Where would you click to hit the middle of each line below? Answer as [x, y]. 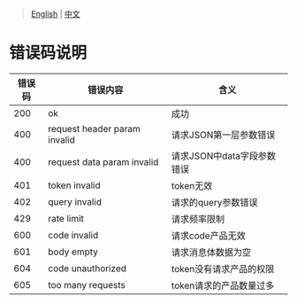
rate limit [66, 218]
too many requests [87, 285]
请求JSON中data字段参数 [224, 156]
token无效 [192, 185]
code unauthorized [87, 268]
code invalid [73, 235]
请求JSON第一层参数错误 [223, 135]
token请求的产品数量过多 [223, 285]
